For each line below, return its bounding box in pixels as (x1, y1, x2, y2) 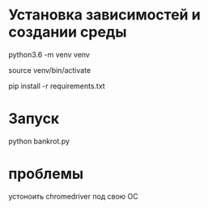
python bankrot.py (8, 136, 70, 146)
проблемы (8, 164, 83, 183)
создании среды (8, 23, 127, 41)
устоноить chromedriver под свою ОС (8, 191, 139, 201)
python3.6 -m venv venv (8, 49, 91, 59)
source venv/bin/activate (8, 65, 91, 75)
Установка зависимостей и (8, 6, 201, 24)
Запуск (8, 109, 60, 128)
